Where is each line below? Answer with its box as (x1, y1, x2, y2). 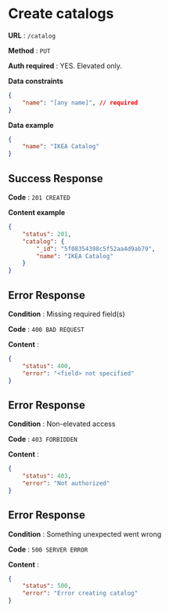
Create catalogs (8, 5, 114, 23)
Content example (8, 208, 66, 217)
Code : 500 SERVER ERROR (8, 545, 88, 554)
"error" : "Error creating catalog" (22, 589, 138, 597)
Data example (8, 120, 54, 129)
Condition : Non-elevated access (8, 419, 116, 428)
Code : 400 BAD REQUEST (8, 324, 84, 333)
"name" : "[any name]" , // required (22, 99, 138, 107)
